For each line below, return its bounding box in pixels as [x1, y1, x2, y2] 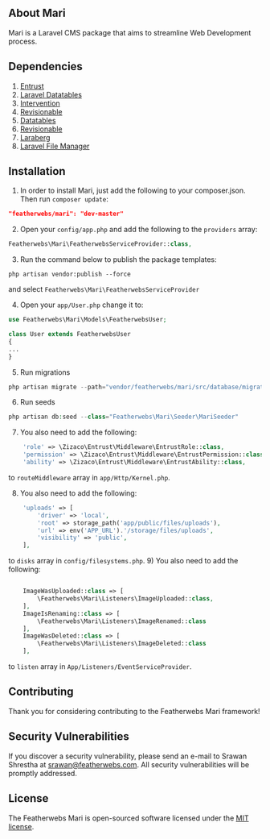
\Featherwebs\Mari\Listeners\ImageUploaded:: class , [37, 595, 215, 603]
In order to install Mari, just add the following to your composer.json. [19, 185, 247, 196]
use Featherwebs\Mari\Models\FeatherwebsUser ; [8, 316, 167, 324]
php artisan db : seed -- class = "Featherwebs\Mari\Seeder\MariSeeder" [8, 413, 239, 422]
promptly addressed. [8, 768, 78, 778]
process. [8, 36, 38, 46]
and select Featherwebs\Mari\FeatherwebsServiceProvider [8, 285, 200, 294]
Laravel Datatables [19, 89, 83, 99]
